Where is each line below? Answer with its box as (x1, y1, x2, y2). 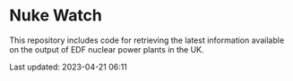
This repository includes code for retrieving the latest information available (9, 35, 285, 45)
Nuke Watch (9, 5, 103, 26)
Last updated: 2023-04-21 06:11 (9, 61, 128, 72)
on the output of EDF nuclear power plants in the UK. (9, 44, 204, 54)
